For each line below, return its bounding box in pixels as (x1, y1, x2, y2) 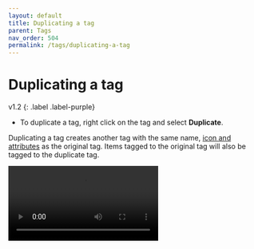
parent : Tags (8, 26, 52, 34)
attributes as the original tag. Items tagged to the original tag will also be (8, 141, 246, 152)
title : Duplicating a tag (8, 19, 94, 27)
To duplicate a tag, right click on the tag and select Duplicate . (19, 117, 224, 128)
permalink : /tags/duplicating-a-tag (8, 41, 130, 49)
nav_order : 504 (8, 34, 59, 42)
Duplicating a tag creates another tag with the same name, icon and (8, 133, 232, 143)
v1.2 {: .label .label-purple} (8, 102, 96, 112)
